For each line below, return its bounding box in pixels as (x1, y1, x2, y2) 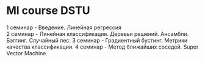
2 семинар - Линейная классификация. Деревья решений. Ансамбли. (6, 30, 189, 37)
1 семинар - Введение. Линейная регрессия (6, 24, 122, 31)
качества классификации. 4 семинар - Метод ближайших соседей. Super (6, 43, 199, 50)
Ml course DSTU (6, 4, 90, 18)
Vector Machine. (6, 49, 48, 57)
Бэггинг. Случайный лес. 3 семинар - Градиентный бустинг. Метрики (6, 36, 188, 44)
